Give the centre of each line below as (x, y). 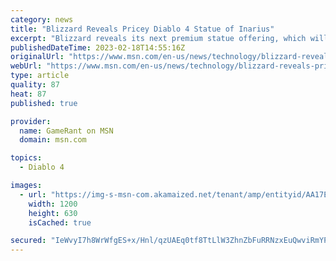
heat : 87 (28, 94)
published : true (44, 103)
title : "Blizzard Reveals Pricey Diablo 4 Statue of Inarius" (142, 29)
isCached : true (60, 222)
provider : (31, 121)
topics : (26, 158)
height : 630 (53, 213)
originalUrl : (37, 57)
